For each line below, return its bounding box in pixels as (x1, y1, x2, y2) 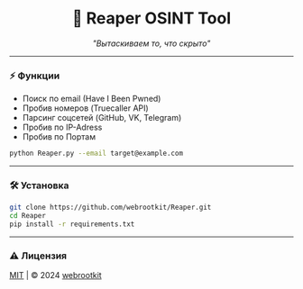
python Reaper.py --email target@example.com (9, 149, 183, 158)
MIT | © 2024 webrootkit (9, 270, 102, 281)
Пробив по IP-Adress (22, 122, 103, 133)
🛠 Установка (9, 179, 69, 192)
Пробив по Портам (22, 131, 96, 142)
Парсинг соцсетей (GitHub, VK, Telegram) (22, 113, 182, 123)
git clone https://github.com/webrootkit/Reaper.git (9, 203, 212, 212)
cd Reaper (9, 212, 47, 221)
